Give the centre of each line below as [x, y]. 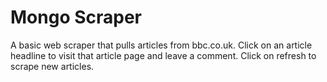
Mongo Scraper [76, 17]
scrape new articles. [52, 66]
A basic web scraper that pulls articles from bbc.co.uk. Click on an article [161, 45]
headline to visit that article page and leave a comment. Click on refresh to [163, 55]
